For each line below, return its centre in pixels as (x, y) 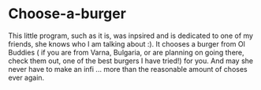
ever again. (26, 77)
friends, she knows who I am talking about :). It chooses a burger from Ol (127, 43)
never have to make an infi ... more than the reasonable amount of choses (128, 69)
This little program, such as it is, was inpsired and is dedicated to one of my (131, 36)
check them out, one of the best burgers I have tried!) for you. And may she (131, 61)
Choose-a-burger (67, 14)
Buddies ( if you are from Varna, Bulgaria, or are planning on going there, (126, 52)
